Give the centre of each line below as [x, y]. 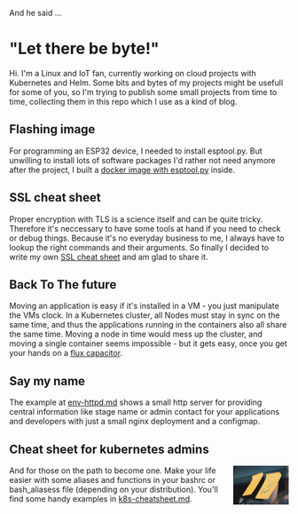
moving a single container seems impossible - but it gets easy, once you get [148, 344]
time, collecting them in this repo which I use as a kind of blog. [123, 101]
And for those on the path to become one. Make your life [113, 471]
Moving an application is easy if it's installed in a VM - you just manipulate [144, 306]
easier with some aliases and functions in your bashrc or [112, 480]
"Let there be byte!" [84, 49]
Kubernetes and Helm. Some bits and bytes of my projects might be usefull [146, 83]
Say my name [47, 381]
